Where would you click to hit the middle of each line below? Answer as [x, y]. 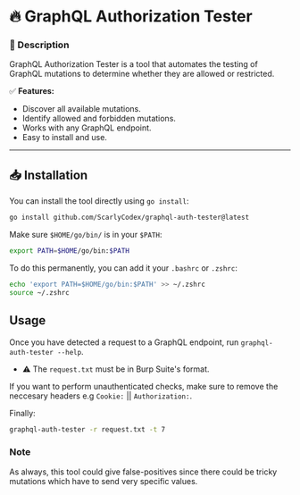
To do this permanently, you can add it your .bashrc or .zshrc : [124, 268]
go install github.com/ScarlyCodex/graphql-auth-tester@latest [129, 218]
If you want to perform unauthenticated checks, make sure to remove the [144, 386]
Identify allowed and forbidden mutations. [99, 119]
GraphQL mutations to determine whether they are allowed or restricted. [142, 74]
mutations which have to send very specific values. [104, 481]
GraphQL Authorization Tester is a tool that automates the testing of [134, 64]
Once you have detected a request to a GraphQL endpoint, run [124, 342]
